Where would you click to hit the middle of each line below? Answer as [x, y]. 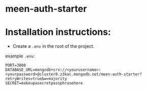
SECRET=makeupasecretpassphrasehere [44, 83]
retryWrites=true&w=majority [36, 79]
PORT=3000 [16, 66]
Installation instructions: [58, 32]
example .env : [20, 56]
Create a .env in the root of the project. [53, 46]
